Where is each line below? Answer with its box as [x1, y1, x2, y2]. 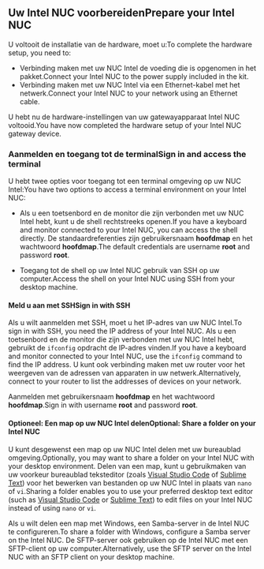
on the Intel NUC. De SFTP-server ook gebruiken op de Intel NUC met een [8, 535, 248, 545]
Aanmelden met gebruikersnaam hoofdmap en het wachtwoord [8, 392, 215, 402]
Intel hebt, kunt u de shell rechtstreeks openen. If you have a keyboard [19, 217, 247, 226]
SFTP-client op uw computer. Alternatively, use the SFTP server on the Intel [8, 544, 252, 553]
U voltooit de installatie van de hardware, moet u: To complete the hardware [8, 39, 252, 49]
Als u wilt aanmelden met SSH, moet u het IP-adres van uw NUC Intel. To [8, 318, 243, 328]
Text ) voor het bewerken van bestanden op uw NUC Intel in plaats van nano [8, 477, 252, 488]
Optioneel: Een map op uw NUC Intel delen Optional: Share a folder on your [8, 418, 256, 428]
